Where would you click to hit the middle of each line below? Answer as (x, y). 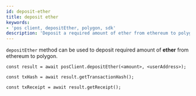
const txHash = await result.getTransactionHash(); (70, 77)
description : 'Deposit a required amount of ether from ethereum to (91, 33)
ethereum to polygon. (32, 56)
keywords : (18, 22)
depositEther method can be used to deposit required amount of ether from (97, 50)
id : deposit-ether (28, 11)
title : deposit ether (32, 17)
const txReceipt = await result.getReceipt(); (64, 88)
